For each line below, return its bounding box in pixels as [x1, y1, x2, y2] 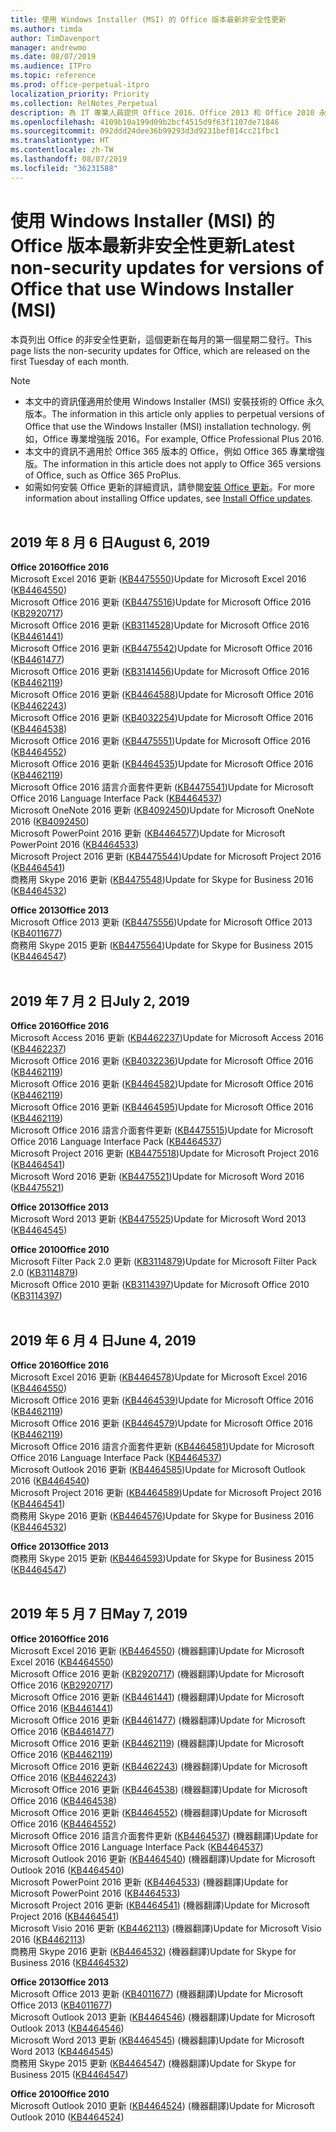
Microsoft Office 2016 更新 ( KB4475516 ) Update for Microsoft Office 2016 [10, 596, 312, 608]
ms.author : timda [10, 24, 83, 34]
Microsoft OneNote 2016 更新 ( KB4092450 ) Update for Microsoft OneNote [10, 804, 315, 816]
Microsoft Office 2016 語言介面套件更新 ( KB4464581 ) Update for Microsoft [10, 1441, 315, 1452]
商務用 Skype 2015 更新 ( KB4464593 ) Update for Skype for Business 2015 [10, 1552, 315, 1564]
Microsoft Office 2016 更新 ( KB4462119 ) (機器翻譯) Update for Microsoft [10, 1737, 305, 1749]
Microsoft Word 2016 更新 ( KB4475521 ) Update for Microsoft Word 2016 [10, 1171, 305, 1183]
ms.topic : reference [10, 71, 97, 81]
